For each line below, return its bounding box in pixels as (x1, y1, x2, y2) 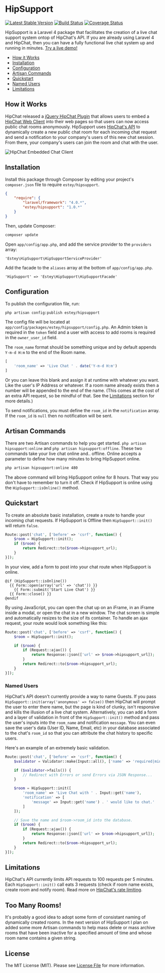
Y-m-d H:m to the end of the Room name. (5, 350, 86, 356)
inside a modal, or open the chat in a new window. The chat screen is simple (5, 610, 160, 616)
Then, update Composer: (5, 223, 56, 228)
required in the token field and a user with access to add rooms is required (5, 329, 156, 335)
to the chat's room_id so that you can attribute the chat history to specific (5, 730, 153, 736)
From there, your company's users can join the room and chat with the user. (5, 139, 159, 145)
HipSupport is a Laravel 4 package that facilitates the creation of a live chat (5, 29, 158, 35)
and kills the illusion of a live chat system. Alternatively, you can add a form (5, 709, 157, 715)
